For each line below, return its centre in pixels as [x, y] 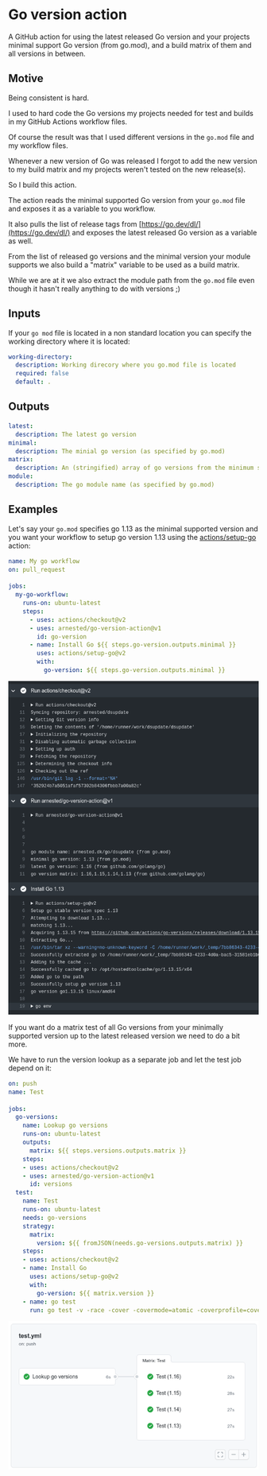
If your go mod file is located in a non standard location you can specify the [130, 332]
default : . [33, 382]
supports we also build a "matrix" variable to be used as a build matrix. [124, 265]
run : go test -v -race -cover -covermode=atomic [111, 1310]
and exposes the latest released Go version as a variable [164, 232]
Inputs [25, 314]
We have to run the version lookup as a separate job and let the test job [125, 1059]
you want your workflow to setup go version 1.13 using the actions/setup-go [132, 537]
